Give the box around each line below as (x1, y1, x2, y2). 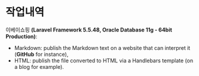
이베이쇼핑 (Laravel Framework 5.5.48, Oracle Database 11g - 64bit (5, 26, 173, 33)
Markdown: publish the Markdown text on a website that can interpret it (14, 44, 191, 51)
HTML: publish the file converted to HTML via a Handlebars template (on (14, 57, 194, 64)
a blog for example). (14, 63, 64, 70)
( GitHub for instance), (14, 50, 69, 58)
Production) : (5, 33, 38, 40)
